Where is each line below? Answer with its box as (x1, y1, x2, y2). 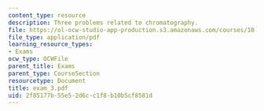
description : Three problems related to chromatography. (8, 19, 199, 27)
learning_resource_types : (8, 41, 93, 48)
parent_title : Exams (8, 63, 76, 70)
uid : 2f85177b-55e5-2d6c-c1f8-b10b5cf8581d (8, 91, 153, 99)
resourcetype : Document (8, 77, 86, 84)
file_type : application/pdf (8, 33, 101, 41)
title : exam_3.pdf (8, 84, 68, 92)
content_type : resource (8, 11, 86, 20)
